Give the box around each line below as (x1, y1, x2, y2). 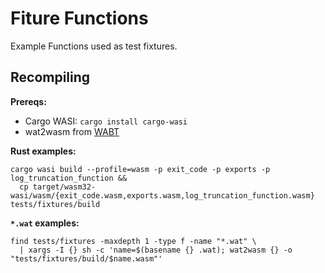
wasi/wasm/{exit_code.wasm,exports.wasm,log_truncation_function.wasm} (10, 190, 315, 201)
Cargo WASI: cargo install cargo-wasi (24, 115, 188, 127)
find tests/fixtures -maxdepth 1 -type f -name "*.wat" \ (10, 236, 257, 246)
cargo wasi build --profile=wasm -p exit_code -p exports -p (10, 164, 271, 174)
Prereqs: (10, 95, 47, 107)
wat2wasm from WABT (24, 125, 120, 137)
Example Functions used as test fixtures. (10, 40, 178, 52)
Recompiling (10, 69, 91, 86)
